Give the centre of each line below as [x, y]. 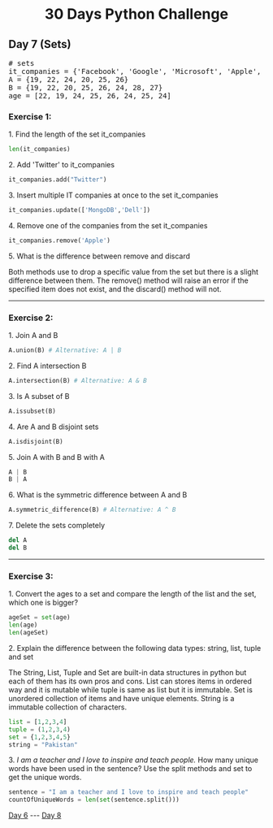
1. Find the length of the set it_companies [77, 134]
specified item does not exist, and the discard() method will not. [115, 288]
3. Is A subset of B [39, 396]
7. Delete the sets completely [57, 526]
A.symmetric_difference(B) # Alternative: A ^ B [92, 510]
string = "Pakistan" [43, 744]
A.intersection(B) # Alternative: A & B [78, 380]
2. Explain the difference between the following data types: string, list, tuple [135, 648]
